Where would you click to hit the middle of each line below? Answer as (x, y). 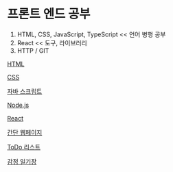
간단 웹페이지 (25, 132)
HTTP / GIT (33, 50)
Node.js (18, 105)
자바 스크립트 (25, 91)
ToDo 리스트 (24, 147)
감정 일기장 (22, 161)
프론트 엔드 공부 (49, 14)
